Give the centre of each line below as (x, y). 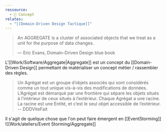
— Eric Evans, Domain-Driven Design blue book (66, 53)
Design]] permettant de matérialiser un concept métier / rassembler (89, 68)
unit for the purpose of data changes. (56, 43)
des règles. (17, 73)
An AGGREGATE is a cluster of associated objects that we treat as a (86, 38)
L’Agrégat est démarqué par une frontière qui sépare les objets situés (88, 93)
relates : (14, 19)
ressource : (16, 10)
